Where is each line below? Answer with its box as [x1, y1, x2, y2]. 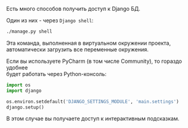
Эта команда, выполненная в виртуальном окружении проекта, [6, 39, 171, 46]
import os [6, 82, 31, 88]
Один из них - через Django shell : [6, 17, 94, 24]
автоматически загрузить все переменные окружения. [6, 45, 149, 53]
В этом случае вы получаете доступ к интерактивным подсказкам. [6, 115, 180, 123]
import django [6, 88, 42, 94]
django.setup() [6, 104, 45, 110]
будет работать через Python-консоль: [6, 70, 107, 77]
